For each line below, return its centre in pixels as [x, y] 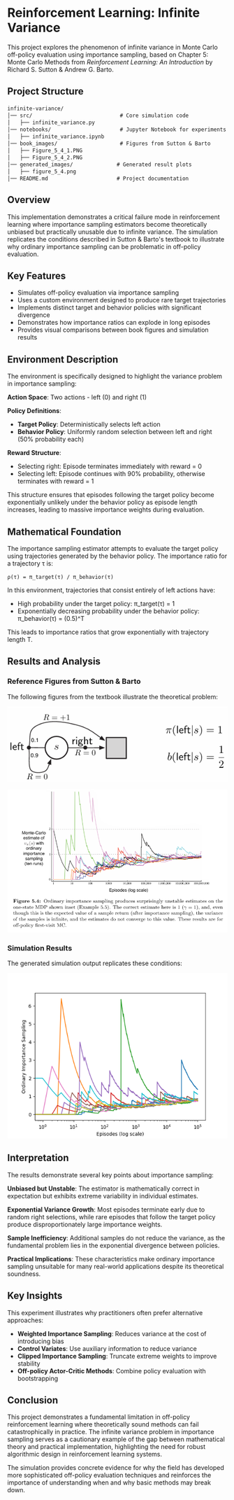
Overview [29, 200]
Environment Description [63, 359]
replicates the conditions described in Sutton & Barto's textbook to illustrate [116, 239]
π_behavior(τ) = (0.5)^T [51, 618]
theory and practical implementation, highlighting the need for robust [107, 1447]
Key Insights [35, 1296]
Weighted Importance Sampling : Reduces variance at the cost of [112, 1333]
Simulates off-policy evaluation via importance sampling [98, 293]
